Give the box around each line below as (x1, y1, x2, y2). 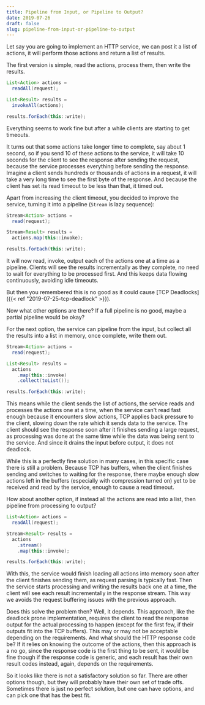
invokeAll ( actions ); (12, 102, 64, 108)
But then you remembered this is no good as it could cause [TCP (6, 289, 170, 295)
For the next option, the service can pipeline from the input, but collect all (6, 325, 192, 332)
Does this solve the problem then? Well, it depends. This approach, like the (6, 608, 195, 615)
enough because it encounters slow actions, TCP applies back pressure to (6, 413, 194, 421)
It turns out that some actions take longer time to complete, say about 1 (6, 142, 185, 150)
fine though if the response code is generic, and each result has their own (6, 653, 193, 661)
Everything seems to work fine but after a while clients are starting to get (6, 124, 190, 132)
